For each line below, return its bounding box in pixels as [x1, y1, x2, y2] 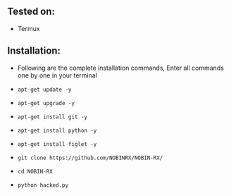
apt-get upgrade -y [17, 99, 75, 106]
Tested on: [7, 6, 55, 18]
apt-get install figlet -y [17, 140, 97, 147]
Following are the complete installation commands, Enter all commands [17, 63, 224, 72]
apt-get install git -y [17, 113, 88, 121]
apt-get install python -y [17, 127, 97, 134]
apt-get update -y [17, 86, 72, 93]
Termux [17, 24, 40, 32]
